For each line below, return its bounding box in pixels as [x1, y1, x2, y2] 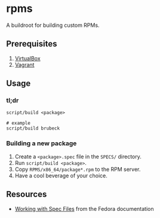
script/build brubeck [6, 125, 60, 131]
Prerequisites [6, 39, 57, 49]
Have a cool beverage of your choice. [14, 172, 107, 179]
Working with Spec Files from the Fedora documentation [14, 205, 154, 212]
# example [6, 120, 31, 127]
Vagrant [14, 61, 35, 68]
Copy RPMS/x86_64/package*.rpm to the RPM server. [14, 165, 141, 173]
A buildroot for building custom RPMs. [6, 22, 100, 29]
